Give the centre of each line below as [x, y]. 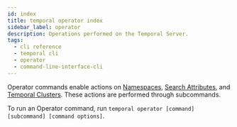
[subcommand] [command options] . [56, 116]
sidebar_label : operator [44, 27]
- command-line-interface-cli [58, 67]
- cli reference [38, 47]
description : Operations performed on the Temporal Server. [98, 34]
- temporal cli [36, 54]
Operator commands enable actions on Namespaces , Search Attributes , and [119, 87]
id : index [22, 14]
